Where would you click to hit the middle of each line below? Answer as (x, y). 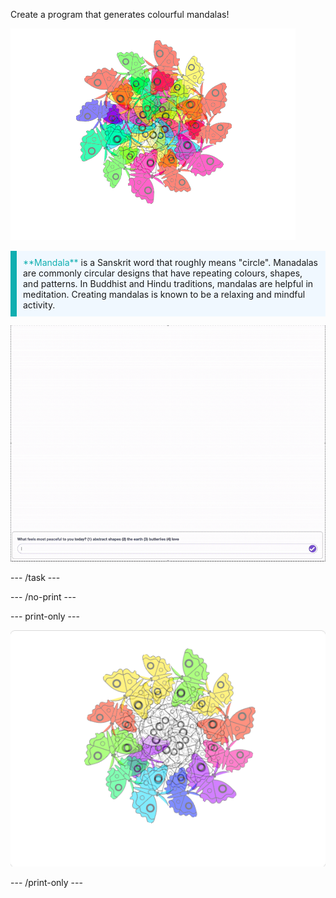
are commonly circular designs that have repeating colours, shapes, (163, 273)
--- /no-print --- (43, 597)
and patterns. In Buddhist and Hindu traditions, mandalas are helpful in (168, 283)
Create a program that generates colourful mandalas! (120, 14)
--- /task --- (35, 577)
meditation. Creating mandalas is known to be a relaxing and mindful (164, 294)
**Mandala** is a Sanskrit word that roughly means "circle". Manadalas (170, 262)
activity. (39, 305)
